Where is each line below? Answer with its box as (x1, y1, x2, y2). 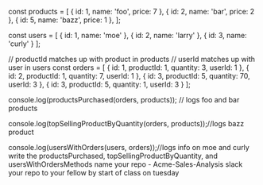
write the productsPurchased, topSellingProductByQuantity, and (8, 151, 219, 160)
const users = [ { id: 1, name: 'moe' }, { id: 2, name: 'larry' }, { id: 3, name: (8, 31, 248, 40)
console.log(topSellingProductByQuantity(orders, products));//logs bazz (8, 119, 245, 128)
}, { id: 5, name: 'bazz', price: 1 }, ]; (8, 15, 121, 25)
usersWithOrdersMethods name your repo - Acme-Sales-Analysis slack (8, 160, 243, 169)
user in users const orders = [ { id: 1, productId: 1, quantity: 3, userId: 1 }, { (8, 63, 249, 72)
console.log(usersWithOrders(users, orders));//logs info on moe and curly (8, 143, 250, 152)
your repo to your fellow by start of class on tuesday (8, 168, 180, 177)
